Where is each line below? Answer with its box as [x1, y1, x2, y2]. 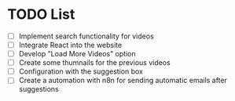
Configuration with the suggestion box [18, 67, 143, 76]
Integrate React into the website [18, 41, 123, 49]
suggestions [18, 85, 60, 94]
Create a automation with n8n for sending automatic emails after [18, 76, 227, 85]
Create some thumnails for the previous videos [18, 58, 171, 67]
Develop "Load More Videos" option [18, 49, 136, 59]
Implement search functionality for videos [18, 31, 154, 41]
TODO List [7, 5, 75, 23]
